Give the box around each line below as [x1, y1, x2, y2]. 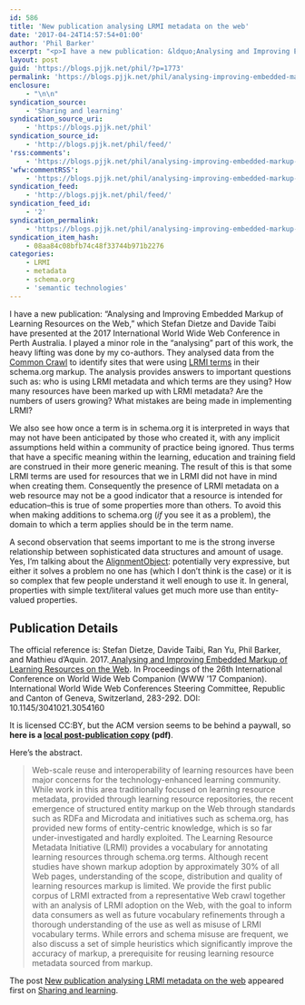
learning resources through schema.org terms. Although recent [31, 852, 269, 862]
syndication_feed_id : [9, 199, 92, 209]
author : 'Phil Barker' [9, 38, 95, 48]
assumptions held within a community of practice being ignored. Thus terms [9, 441, 295, 452]
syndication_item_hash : [9, 232, 100, 241]
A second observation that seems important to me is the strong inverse [9, 537, 275, 547]
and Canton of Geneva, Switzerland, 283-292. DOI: [9, 693, 201, 704]
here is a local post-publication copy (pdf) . [9, 730, 174, 741]
